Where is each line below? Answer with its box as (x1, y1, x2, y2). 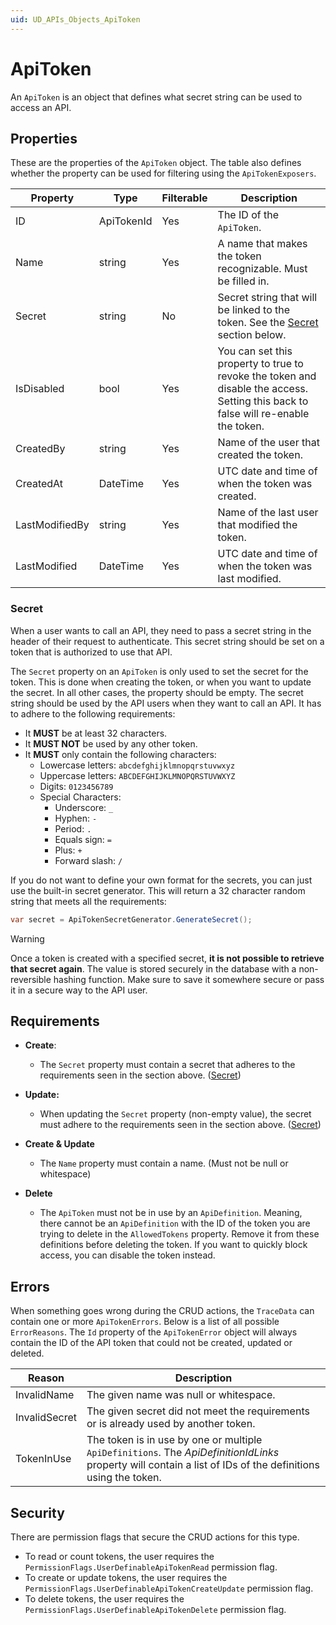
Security (10, 1504, 65, 1521)
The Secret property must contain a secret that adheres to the (39, 1059, 296, 1071)
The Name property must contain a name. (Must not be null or (39, 1157, 289, 1170)
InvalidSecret (15, 1411, 78, 1425)
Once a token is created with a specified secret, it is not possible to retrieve (10, 952, 325, 964)
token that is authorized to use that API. (10, 646, 173, 658)
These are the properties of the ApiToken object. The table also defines (10, 157, 302, 169)
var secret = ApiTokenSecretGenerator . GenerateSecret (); (10, 914, 253, 925)
